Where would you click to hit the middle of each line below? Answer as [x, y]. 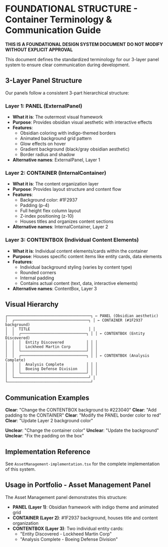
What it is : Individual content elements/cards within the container [80, 251]
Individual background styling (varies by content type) [76, 267]
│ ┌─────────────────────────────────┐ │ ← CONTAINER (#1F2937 [74, 320]
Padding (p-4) [34, 206]
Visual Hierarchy [32, 304]
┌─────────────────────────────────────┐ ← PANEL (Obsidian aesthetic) [82, 316]
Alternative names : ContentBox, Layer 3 [55, 288]
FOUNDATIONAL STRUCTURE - [71, 9]
